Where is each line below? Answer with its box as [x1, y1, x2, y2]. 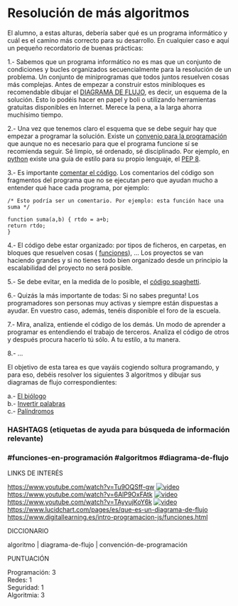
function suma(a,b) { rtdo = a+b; [7, 216, 110, 223]
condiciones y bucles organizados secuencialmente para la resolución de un [7, 65, 232, 73]
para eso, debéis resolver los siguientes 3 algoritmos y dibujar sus [7, 370, 201, 379]
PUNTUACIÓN [7, 554, 50, 563]
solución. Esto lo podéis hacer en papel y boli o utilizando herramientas [7, 95, 217, 104]
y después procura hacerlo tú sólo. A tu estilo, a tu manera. [7, 335, 181, 343]
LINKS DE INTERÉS [7, 469, 64, 478]
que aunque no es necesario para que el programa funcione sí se [7, 139, 199, 147]
